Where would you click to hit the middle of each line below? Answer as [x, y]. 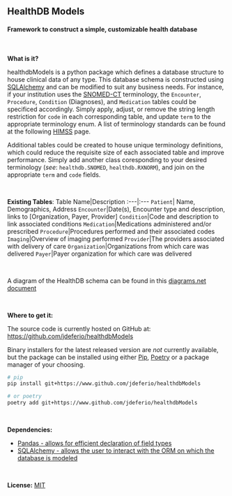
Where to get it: [30, 315]
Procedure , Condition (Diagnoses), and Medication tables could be [102, 101]
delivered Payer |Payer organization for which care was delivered [100, 254]
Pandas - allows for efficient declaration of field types [94, 444]
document [22, 288]
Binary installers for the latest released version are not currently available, [113, 349]
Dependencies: [30, 430]
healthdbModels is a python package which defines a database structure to [116, 72]
